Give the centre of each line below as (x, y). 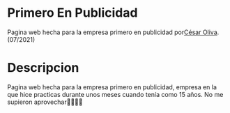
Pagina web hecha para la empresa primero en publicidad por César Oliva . (113, 32)
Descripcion (43, 68)
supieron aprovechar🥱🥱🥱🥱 (45, 102)
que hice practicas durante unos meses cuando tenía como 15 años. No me (115, 94)
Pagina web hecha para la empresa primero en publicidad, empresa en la (112, 87)
